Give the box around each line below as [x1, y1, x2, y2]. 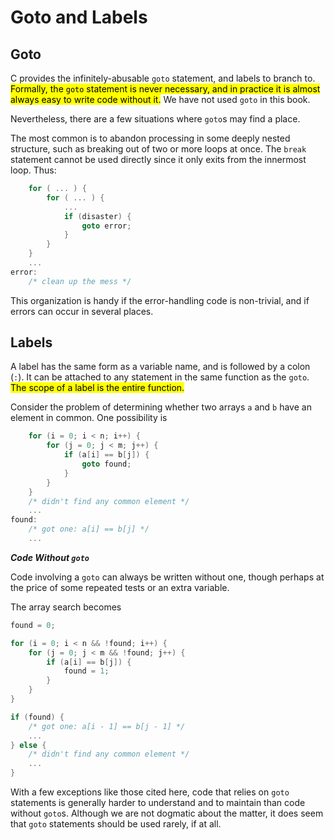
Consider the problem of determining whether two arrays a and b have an [10, 401, 312, 413]
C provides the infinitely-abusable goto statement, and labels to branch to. [10, 72, 316, 84]
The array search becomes [10, 601, 122, 613]
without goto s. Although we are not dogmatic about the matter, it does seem [10, 807, 324, 820]
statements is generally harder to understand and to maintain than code [10, 797, 306, 809]
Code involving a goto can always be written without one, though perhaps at [10, 571, 325, 583]
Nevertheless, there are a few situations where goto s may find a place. [10, 113, 301, 125]
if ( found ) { [10, 712, 65, 722]
